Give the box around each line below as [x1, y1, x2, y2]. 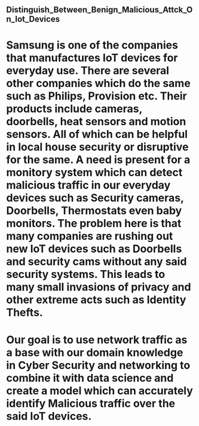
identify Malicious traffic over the [6, 397, 175, 410]
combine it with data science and [6, 371, 174, 385]
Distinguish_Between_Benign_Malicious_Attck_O [6, 5, 193, 15]
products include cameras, [6, 102, 142, 116]
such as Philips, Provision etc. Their [6, 89, 187, 102]
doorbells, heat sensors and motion [6, 114, 186, 128]
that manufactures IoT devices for [6, 51, 178, 65]
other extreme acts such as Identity [6, 293, 186, 306]
